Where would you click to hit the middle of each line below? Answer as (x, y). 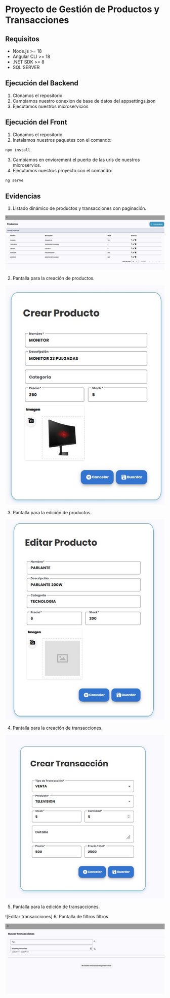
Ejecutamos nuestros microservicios (50, 106)
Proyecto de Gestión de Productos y (82, 9)
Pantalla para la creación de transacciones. (57, 728)
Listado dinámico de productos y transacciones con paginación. (79, 208)
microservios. (27, 165)
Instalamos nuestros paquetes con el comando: (62, 140)
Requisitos (22, 39)
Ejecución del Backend (42, 83)
